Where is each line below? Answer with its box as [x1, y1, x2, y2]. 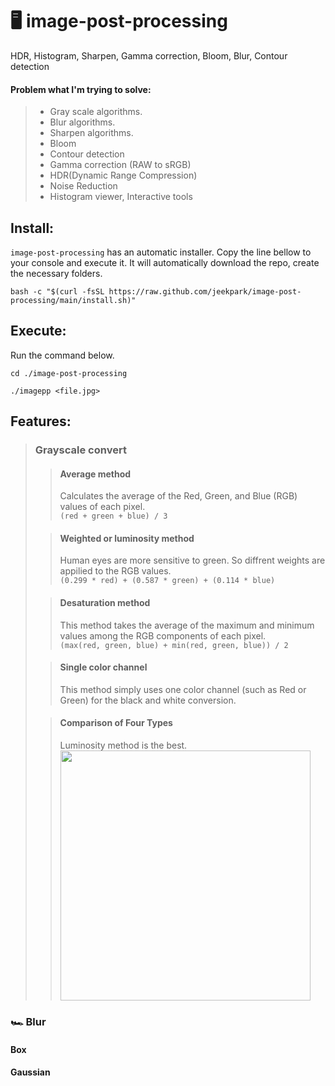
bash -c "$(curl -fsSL [10, 286, 105, 297]
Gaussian [10, 1066, 51, 1078]
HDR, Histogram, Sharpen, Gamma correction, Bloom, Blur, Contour [10, 49, 288, 62]
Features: [10, 413, 72, 430]
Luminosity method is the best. [59, 739, 188, 752]
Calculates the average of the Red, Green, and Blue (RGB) [59, 490, 298, 502]
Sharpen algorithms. [49, 127, 134, 139]
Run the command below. [10, 349, 115, 361]
